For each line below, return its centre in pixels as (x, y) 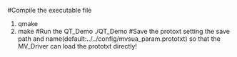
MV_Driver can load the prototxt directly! (77, 46)
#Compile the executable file (50, 10)
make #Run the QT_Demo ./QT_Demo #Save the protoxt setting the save (124, 31)
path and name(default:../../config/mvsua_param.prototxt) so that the (119, 39)
